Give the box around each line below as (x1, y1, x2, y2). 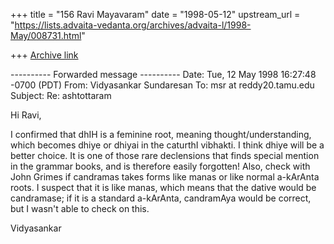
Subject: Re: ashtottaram (10, 90, 112, 101)
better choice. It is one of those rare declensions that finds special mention (10, 150, 320, 161)
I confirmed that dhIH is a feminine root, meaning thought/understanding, (10, 129, 312, 140)
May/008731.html (10, 30, 82, 41)
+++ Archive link (10, 49, 79, 61)
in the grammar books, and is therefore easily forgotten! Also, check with (10, 160, 311, 172)
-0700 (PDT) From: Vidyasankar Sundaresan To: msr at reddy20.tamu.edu (10, 79, 315, 91)
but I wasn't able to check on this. (10, 203, 150, 214)
